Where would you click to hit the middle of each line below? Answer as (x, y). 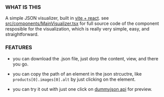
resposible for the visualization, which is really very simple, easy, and (77, 29)
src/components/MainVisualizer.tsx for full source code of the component (82, 23)
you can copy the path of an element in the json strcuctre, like (77, 74)
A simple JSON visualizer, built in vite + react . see (57, 18)
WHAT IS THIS (23, 7)
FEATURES (19, 48)
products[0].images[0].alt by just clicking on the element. (74, 79)
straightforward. (22, 35)
